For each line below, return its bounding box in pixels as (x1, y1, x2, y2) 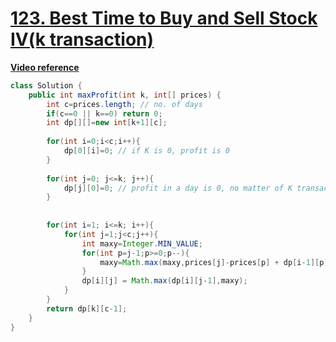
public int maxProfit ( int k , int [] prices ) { (28, 90, 222, 100)
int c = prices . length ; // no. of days (46, 99, 203, 109)
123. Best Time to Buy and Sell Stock (10, 7, 318, 30)
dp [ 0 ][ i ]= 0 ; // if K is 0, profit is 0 (63, 146, 230, 156)
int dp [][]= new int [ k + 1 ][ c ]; (46, 118, 168, 128)
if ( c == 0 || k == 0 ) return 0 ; (46, 108, 163, 119)
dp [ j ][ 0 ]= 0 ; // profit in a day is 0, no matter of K (63, 183, 293, 193)
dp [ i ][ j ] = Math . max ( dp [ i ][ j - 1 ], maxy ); (81, 276, 248, 286)
